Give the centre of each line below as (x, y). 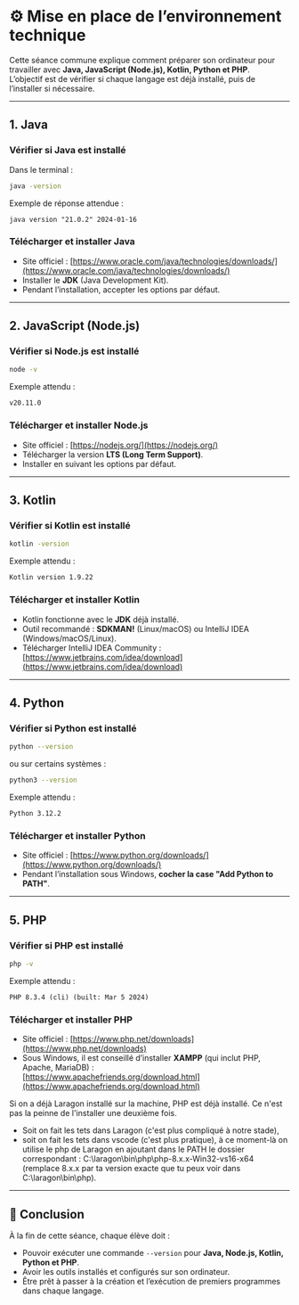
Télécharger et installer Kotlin (75, 600)
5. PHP (28, 920)
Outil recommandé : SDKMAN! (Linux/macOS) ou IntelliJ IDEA (135, 628)
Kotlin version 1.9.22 (51, 578)
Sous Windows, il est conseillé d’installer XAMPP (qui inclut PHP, (141, 1058)
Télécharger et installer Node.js (79, 425)
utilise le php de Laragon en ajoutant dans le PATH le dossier (133, 1149)
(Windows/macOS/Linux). (69, 638)
